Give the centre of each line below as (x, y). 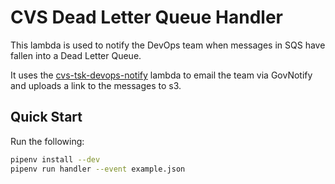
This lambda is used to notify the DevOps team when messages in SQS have (168, 45)
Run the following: (47, 141)
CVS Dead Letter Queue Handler (146, 17)
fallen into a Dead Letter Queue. (76, 55)
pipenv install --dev (55, 159)
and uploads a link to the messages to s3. (96, 85)
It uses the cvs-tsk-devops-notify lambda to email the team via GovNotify (161, 75)
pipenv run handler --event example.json (98, 169)
